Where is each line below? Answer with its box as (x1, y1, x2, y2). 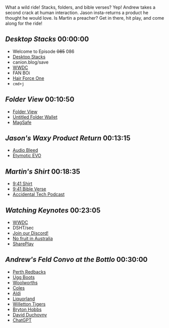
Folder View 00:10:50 (5, 95, 75, 104)
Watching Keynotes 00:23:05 (5, 206, 101, 214)
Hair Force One (12, 75, 44, 81)
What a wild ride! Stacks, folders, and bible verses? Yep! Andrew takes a (5, 5, 155, 10)
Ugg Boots (12, 274, 35, 280)
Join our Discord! (12, 230, 49, 236)
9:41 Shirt (12, 181, 33, 187)
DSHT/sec (12, 225, 34, 231)
